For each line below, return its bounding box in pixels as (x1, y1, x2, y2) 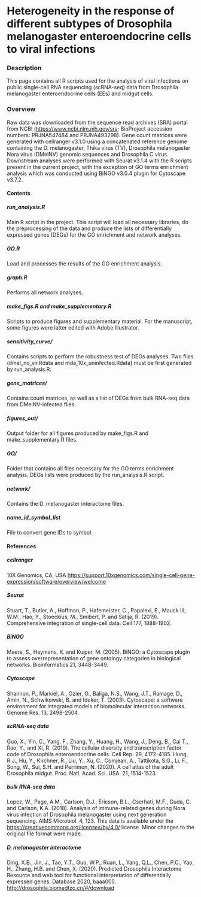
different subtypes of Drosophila (7, 17, 172, 31)
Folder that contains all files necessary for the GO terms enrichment (7, 465, 174, 472)
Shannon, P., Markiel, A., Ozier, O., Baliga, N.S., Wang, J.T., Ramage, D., (7, 690, 183, 697)
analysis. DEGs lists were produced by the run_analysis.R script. (7, 472, 165, 479)
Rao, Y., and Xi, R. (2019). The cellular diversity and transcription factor (7, 744, 182, 751)
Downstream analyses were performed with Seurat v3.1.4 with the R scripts (7, 157, 192, 164)
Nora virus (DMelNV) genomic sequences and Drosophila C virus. (7, 150, 169, 158)
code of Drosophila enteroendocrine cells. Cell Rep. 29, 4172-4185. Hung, (7, 750, 188, 757)
